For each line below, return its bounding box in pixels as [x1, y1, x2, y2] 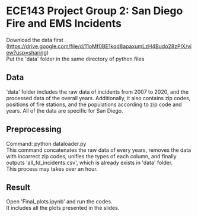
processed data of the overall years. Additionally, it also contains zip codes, [6, 94, 191, 101]
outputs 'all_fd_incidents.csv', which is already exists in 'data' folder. [6, 159, 173, 166]
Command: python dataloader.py [6, 140, 87, 147]
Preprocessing [6, 125, 62, 135]
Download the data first [6, 36, 63, 43]
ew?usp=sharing [6, 49, 47, 56]
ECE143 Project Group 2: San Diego [6, 4, 183, 18]
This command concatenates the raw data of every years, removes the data [6, 146, 191, 154]
